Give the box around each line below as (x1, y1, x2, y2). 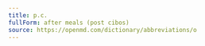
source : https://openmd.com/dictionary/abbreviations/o (8, 26, 197, 34)
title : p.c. (8, 11, 48, 19)
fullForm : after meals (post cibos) (8, 19, 130, 27)
